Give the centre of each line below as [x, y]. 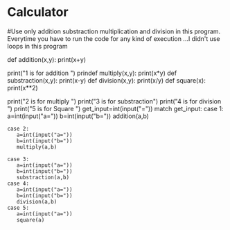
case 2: [18, 129]
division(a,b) [37, 202]
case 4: [18, 183]
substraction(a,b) [43, 177]
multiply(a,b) [37, 147]
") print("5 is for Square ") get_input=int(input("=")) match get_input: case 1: [115, 108]
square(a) [30, 220]
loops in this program [37, 46]
